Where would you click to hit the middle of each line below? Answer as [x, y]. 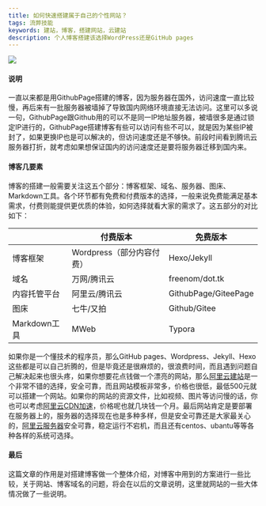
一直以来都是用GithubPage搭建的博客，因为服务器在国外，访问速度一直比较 [131, 98]
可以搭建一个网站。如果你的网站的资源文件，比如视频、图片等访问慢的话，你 [133, 395]
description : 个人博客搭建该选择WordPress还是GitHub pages [101, 38]
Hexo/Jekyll [190, 258]
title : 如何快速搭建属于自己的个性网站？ [68, 15]
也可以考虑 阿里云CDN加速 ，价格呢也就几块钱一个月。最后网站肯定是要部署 [130, 406]
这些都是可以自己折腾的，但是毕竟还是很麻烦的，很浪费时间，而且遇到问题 [129, 366]
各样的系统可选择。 [46, 435]
